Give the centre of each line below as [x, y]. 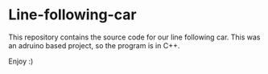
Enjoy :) [21, 61]
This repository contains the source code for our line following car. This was [134, 37]
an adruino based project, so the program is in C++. [94, 45]
